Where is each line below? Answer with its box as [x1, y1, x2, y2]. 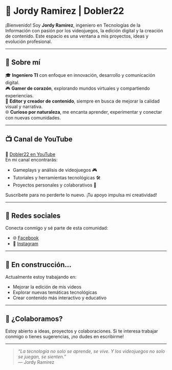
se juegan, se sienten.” [17, 354, 67, 360]
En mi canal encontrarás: [5, 156, 58, 162]
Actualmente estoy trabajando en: [5, 274, 77, 280]
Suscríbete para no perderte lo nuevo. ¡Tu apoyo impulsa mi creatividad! [5, 192, 157, 198]
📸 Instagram [12, 241, 38, 247]
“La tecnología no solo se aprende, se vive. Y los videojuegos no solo [17, 348, 165, 354]
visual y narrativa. [5, 103, 43, 110]
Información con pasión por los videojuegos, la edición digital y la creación [5, 27, 163, 33]
